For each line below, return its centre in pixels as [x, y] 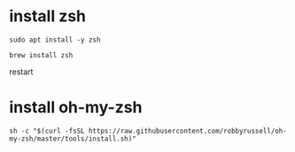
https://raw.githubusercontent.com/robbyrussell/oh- [188, 131]
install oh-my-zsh [76, 107]
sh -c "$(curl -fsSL [47, 131]
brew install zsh [41, 55]
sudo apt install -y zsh [55, 40]
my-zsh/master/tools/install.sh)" [73, 139]
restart [21, 72]
